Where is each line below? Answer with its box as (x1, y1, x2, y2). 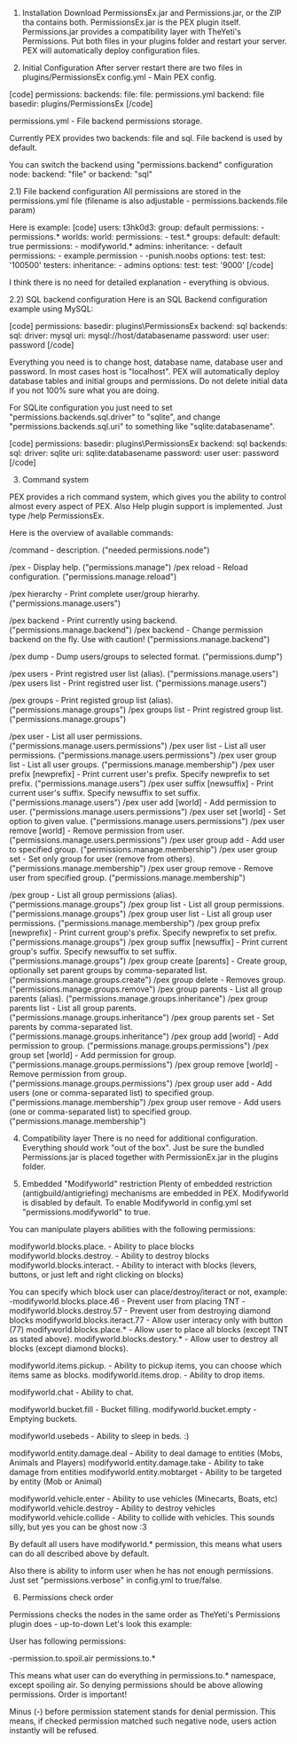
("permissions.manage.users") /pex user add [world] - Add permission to (9, 797, 277, 807)
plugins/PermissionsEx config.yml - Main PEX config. (21, 72, 217, 82)
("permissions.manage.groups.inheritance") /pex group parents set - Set (9, 1012, 275, 1023)
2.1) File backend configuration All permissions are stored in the (9, 186, 241, 196)
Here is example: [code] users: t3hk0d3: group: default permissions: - (9, 222, 265, 232)
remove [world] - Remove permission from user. (9, 825, 184, 836)
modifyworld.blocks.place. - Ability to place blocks (9, 1241, 195, 1252)
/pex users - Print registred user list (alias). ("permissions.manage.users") (9, 669, 279, 679)
